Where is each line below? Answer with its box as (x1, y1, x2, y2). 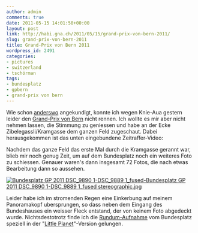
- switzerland (6, 64, 42, 71)
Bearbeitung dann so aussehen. (6, 165, 85, 172)
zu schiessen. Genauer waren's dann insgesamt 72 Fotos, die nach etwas (6, 158, 188, 165)
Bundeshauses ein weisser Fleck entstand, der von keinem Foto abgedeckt (6, 207, 192, 214)
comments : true (6, 14, 44, 20)
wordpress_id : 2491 (6, 48, 55, 54)
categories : (6, 53, 36, 59)
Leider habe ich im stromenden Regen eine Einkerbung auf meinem (6, 194, 173, 201)
